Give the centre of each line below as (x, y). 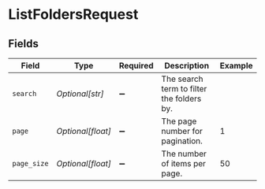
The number (184, 154)
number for (182, 131)
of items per (184, 163)
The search (182, 79)
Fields (24, 44)
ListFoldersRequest (73, 15)
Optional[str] (80, 94)
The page (179, 121)
